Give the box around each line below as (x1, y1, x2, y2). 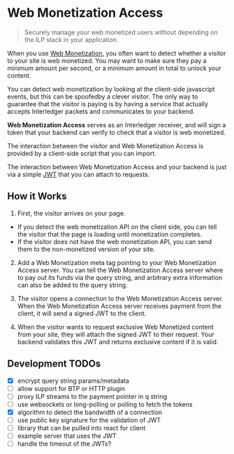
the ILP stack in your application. (24, 35, 119, 43)
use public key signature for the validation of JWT (17, 416, 161, 424)
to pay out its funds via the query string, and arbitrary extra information (17, 273, 223, 281)
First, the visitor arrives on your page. (17, 208, 126, 218)
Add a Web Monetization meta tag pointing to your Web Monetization (17, 258, 217, 267)
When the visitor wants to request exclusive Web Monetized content (17, 322, 214, 331)
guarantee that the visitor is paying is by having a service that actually (7, 99, 208, 108)
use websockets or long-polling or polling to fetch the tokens (17, 400, 193, 409)
